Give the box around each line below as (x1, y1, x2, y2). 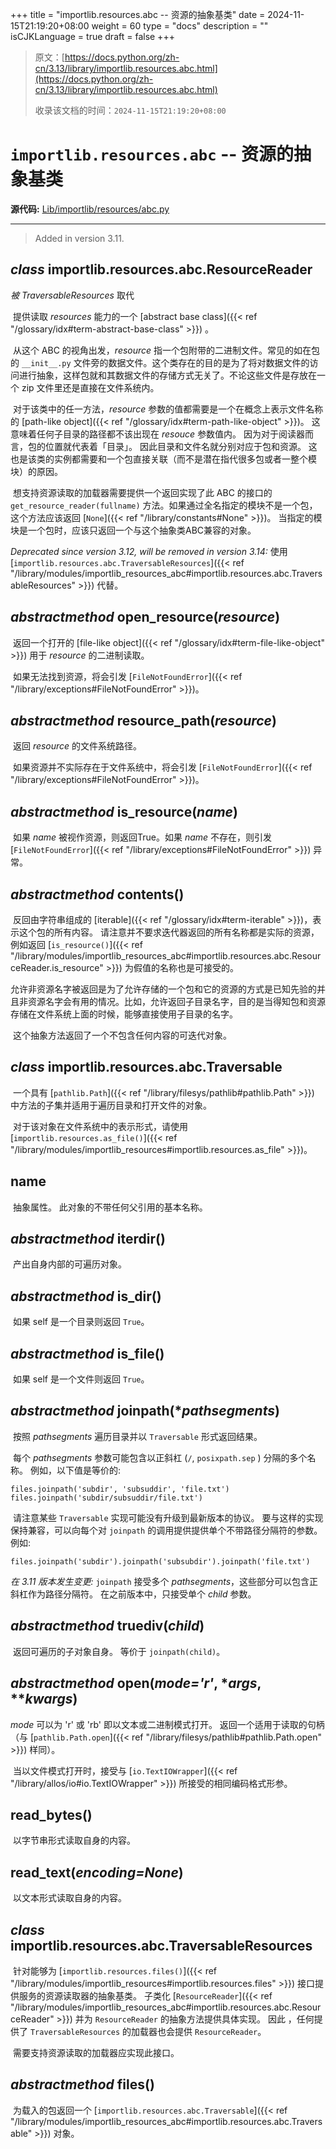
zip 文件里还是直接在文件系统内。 (21, 381, 160, 393)
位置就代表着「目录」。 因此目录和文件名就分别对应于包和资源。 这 (44, 440, 318, 452)
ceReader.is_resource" (10, 962, 104, 973)
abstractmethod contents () (10, 886, 185, 903)
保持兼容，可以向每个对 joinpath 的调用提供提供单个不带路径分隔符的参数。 (10, 1524, 323, 1536)
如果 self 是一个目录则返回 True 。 (12, 1316, 150, 1328)
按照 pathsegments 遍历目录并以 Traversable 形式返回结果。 (12, 1430, 263, 1442)
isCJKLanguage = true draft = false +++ (10, 31, 175, 42)
